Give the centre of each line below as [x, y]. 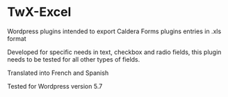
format [17, 38]
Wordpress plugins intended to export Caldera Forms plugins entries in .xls [114, 31]
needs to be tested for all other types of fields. [74, 59]
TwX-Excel [39, 12]
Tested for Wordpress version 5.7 [55, 86]
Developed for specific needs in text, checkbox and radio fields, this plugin [114, 52]
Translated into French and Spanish [58, 73]
